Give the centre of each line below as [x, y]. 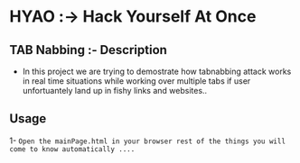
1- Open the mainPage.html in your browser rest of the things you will [148, 140]
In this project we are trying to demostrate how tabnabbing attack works [157, 71]
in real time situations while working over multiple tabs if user [136, 81]
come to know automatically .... [72, 149]
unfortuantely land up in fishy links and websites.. [115, 91]
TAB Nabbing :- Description [88, 50]
